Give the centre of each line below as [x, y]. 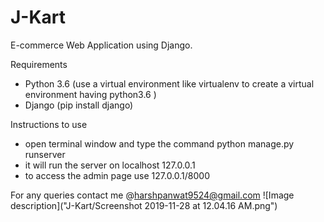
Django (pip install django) [79, 105]
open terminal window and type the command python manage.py [159, 143]
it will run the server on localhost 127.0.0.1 [110, 165]
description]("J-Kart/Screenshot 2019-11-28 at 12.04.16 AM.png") [144, 205]
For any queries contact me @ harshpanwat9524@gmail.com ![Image [152, 195]
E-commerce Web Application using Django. [101, 45]
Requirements [39, 64]
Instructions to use [49, 124]
